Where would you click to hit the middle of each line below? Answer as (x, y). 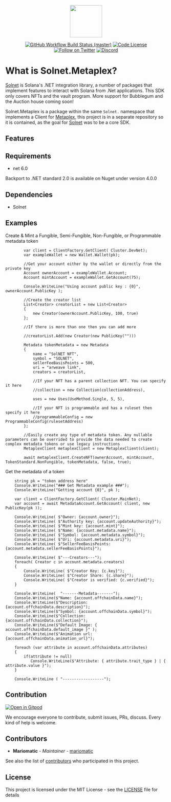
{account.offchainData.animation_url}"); (50, 638)
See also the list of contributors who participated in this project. (72, 761)
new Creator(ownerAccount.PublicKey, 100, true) (85, 313)
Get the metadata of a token (35, 471)
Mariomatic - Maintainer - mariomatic (53, 751)
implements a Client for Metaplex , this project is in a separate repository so (84, 117)
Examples (21, 223)
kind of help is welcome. (31, 722)
